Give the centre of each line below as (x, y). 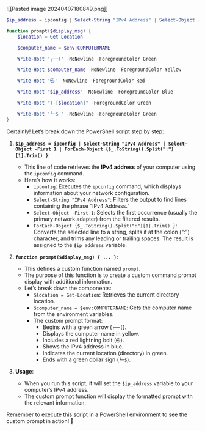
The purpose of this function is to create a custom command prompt (110, 275)
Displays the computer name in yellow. (91, 333)
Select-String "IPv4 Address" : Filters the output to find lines (110, 199)
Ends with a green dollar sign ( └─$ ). (87, 359)
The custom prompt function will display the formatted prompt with (109, 396)
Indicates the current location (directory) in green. (105, 353)
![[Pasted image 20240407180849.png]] (57, 9)
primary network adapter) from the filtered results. (97, 219)
